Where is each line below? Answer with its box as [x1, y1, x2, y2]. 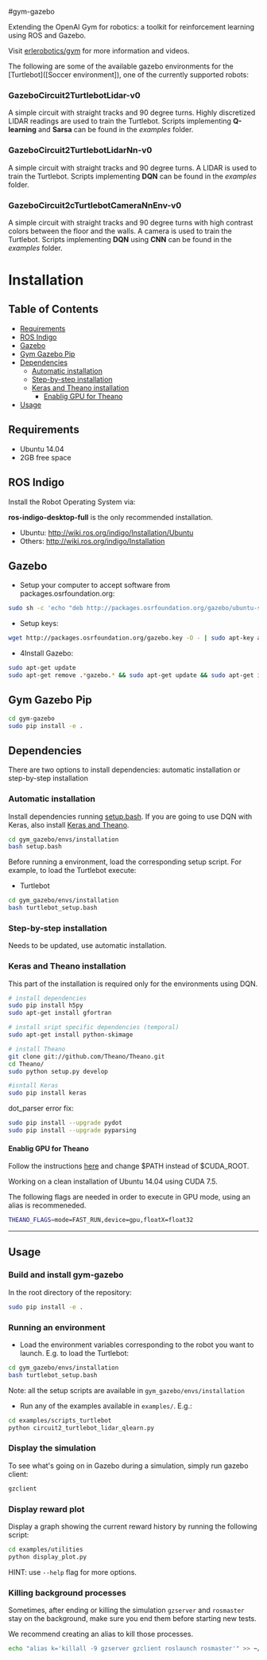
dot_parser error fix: [8, 1103, 74, 1114]
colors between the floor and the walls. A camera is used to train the [8, 226, 232, 236]
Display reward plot [8, 1503, 85, 1514]
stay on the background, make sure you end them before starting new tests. [8, 1613, 257, 1623]
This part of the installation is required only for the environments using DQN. [8, 979, 258, 989]
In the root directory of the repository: [8, 1287, 133, 1297]
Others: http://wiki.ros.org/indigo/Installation [19, 536, 165, 546]
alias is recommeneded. [8, 1200, 87, 1210]
